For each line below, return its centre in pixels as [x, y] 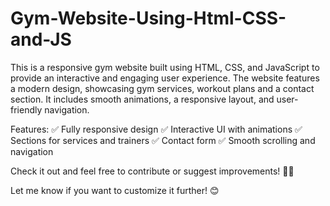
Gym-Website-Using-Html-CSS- [148, 18]
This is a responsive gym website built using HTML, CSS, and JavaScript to [165, 67]
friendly [26, 109]
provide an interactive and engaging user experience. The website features [165, 78]
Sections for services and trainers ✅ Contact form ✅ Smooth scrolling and [163, 140]
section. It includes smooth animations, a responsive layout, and [142, 99]
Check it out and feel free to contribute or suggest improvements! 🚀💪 [152, 171]
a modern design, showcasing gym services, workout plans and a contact [162, 88]
